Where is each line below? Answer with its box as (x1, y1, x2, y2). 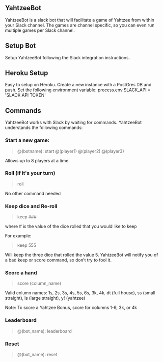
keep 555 (17, 242, 36, 248)
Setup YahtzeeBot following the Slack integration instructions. (5, 54, 130, 60)
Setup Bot (5, 42, 36, 50)
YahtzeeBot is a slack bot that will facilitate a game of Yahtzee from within (5, 17, 155, 23)
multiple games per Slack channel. (5, 27, 75, 33)
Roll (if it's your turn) (5, 170, 55, 177)
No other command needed (5, 190, 61, 196)
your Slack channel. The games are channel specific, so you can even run (5, 22, 155, 28)
